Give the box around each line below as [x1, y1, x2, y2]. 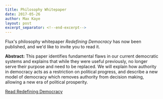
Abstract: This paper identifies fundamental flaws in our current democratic [5, 53, 159, 59]
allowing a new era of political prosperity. [5, 79, 88, 85]
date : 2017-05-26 [5, 12, 41, 17]
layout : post [5, 20, 32, 26]
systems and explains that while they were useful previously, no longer [5, 59, 148, 64]
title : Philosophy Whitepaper [5, 7, 67, 12]
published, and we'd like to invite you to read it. [5, 44, 100, 50]
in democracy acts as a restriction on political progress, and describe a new [5, 69, 158, 75]
